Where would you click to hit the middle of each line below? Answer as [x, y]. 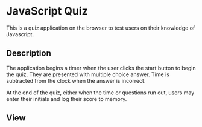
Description [29, 54]
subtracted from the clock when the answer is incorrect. [76, 80]
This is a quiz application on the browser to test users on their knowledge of [101, 28]
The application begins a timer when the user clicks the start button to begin [101, 68]
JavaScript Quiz [47, 11]
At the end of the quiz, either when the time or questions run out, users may [100, 93]
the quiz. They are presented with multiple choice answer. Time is [88, 74]
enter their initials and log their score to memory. [67, 99]
